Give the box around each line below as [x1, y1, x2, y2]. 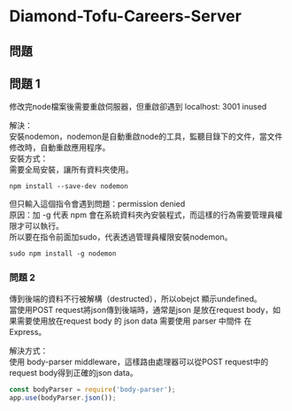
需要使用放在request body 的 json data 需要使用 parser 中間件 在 [16, 316, 252, 326]
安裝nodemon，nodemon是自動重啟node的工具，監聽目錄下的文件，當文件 [9, 131, 283, 142]
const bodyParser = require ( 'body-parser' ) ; [9, 384, 176, 394]
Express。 [9, 326, 47, 337]
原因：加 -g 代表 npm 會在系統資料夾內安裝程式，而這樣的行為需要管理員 [9, 209, 275, 220]
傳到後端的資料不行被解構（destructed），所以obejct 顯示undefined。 [9, 293, 263, 304]
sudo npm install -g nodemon [9, 249, 117, 258]
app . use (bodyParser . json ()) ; [9, 393, 117, 402]
